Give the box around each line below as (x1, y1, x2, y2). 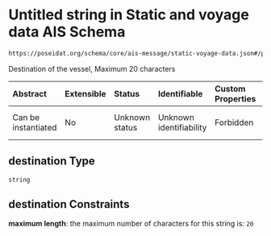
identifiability (157, 122, 207, 133)
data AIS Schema (8, 23, 126, 41)
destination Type (8, 155, 95, 168)
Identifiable (157, 88, 203, 99)
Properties (215, 93, 256, 104)
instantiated (12, 122, 57, 133)
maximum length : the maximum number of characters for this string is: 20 (8, 219, 254, 229)
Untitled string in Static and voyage (8, 6, 250, 24)
